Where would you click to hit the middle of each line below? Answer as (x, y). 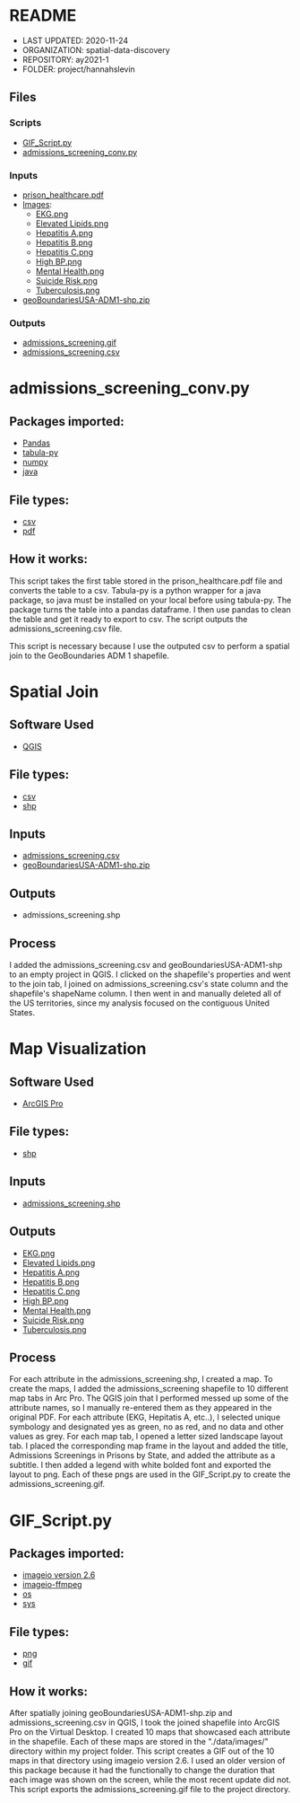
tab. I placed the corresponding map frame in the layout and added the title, (149, 1446)
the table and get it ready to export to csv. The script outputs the (129, 619)
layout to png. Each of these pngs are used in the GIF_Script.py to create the (150, 1474)
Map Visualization (78, 1049)
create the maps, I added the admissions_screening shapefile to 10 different (149, 1389)
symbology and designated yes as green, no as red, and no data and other (147, 1427)
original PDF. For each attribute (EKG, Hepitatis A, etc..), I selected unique (145, 1417)
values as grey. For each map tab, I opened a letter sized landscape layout (146, 1437)
